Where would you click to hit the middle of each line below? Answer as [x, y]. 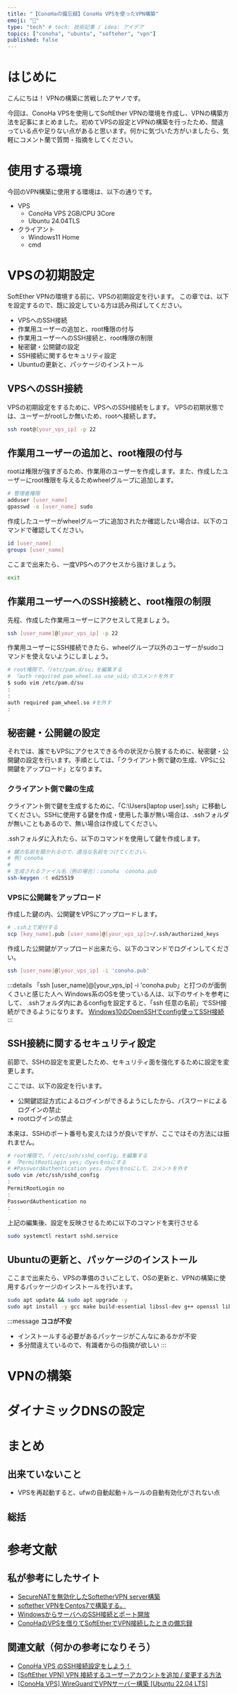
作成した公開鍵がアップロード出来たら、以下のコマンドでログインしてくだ [115, 949]
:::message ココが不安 [39, 1321]
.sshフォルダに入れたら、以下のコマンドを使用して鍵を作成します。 [106, 839]
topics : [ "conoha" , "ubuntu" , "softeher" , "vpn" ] [82, 34]
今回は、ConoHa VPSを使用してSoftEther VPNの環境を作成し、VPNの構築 [115, 113]
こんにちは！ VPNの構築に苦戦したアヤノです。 [76, 98]
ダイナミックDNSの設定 [76, 1411]
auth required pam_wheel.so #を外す [60, 703]
